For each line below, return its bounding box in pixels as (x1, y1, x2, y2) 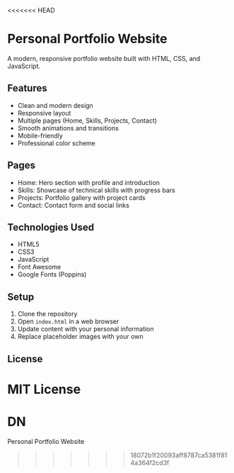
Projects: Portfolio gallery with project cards (17, 193, 146, 201)
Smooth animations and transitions (17, 123, 119, 132)
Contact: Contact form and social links (17, 201, 129, 209)
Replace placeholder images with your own (17, 333, 144, 341)
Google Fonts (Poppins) (17, 270, 87, 279)
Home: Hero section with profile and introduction (17, 178, 160, 187)
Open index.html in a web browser (17, 317, 119, 325)
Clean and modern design (17, 101, 93, 109)
